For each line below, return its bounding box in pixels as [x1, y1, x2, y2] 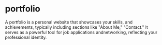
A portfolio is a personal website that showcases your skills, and [5, 19, 133, 25]
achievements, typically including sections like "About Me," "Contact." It [5, 24, 148, 30]
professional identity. [5, 34, 47, 40]
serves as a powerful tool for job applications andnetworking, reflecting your [5, 29, 158, 35]
